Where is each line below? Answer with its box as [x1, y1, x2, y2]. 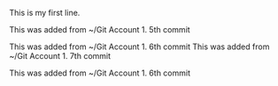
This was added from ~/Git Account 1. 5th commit [9, 25, 190, 34]
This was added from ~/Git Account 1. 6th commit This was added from [9, 41, 270, 52]
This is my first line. [9, 8, 81, 18]
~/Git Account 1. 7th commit [9, 51, 112, 61]
